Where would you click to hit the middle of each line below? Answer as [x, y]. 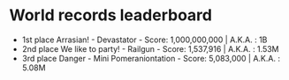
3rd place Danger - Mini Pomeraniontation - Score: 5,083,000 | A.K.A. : [151, 58]
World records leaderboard [110, 15]
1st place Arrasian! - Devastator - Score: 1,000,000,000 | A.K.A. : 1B [144, 40]
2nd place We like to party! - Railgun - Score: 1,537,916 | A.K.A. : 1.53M [150, 48]
